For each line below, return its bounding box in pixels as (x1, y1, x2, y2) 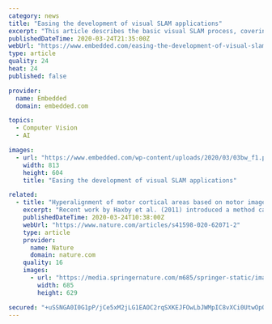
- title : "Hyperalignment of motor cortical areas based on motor (15, 198, 244, 207)
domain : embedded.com (15, 102, 89, 110)
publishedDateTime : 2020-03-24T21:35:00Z (8, 34, 151, 43)
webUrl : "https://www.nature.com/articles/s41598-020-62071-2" (23, 220, 241, 229)
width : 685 (37, 281, 74, 289)
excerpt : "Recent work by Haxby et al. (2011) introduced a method (23, 206, 255, 215)
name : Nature (29, 244, 74, 252)
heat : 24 (8, 65, 38, 73)
